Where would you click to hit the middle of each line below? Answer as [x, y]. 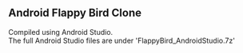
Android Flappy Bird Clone [75, 13]
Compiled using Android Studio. [61, 32]
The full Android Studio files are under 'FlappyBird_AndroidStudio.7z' [122, 40]
